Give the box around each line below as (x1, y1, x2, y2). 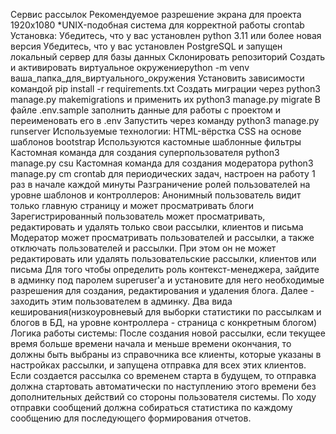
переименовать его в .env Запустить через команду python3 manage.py (10, 115, 320, 126)
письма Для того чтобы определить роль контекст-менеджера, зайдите (10, 264, 320, 275)
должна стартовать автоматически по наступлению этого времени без (10, 380, 317, 392)
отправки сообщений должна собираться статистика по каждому (10, 402, 293, 413)
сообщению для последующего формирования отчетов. (10, 412, 252, 424)
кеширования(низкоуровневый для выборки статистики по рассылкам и (10, 306, 322, 318)
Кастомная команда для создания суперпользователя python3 (10, 147, 280, 158)
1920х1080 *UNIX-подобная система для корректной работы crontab (10, 19, 305, 31)
